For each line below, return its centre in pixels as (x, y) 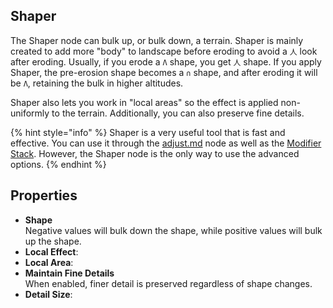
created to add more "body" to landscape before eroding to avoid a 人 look (164, 51)
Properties (44, 195)
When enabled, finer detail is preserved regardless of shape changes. (168, 283)
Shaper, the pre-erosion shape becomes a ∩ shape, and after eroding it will (164, 72)
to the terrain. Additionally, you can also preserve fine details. (178, 113)
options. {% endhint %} (58, 164)
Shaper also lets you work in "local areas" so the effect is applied (144, 102)
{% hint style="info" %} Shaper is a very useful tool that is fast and (148, 132)
